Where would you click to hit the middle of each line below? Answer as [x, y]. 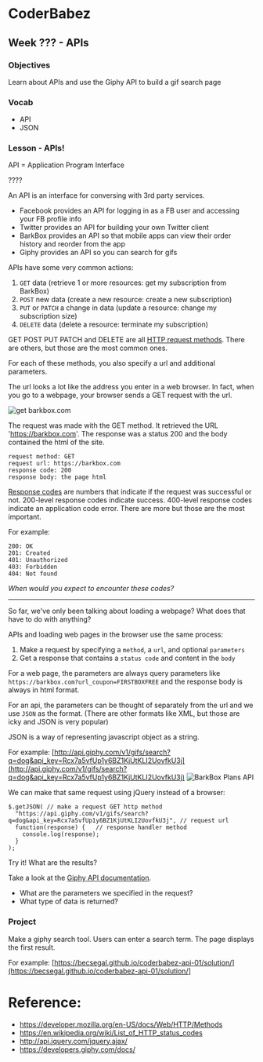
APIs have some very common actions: [71, 268]
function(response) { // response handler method [101, 828]
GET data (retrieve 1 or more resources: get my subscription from [123, 283]
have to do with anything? [50, 619]
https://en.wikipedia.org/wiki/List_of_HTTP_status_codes [111, 1032]
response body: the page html [58, 477]
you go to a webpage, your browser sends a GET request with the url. [120, 395]
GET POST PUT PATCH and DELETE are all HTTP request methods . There [126, 340]
